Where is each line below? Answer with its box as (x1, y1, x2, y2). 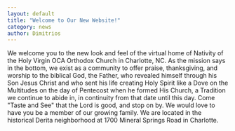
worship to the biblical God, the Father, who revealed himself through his (7, 71, 217, 80)
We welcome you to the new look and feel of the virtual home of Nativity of (7, 49, 224, 57)
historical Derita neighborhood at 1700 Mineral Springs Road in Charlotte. (7, 116, 219, 125)
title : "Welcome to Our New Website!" (7, 17, 121, 24)
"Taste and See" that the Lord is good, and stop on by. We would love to (7, 101, 215, 109)
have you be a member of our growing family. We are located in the (7, 109, 202, 117)
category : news (7, 23, 52, 30)
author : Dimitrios (7, 29, 61, 37)
